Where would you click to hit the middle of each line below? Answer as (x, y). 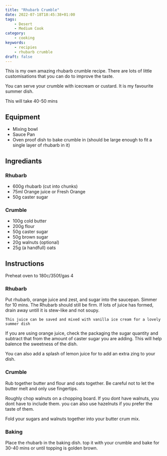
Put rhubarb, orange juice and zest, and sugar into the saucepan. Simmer (81, 299)
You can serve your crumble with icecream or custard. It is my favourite (79, 86)
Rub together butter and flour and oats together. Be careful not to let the (80, 383)
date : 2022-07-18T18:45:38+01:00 (40, 15)
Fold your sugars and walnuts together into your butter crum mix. (72, 419)
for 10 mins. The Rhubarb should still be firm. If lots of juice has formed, (79, 305)
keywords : (16, 43)
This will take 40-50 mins (31, 101)
